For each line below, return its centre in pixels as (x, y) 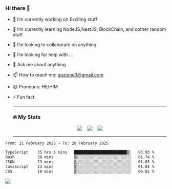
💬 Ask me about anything (39, 65)
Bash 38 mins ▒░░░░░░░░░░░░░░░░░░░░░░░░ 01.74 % (80, 157)
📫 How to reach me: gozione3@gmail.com (58, 75)
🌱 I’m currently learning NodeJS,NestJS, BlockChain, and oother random (89, 29)
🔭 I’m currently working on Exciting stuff (55, 20)
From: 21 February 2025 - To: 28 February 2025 (57, 143)
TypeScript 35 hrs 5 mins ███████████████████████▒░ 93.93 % (80, 153)
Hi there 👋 (18, 8)
